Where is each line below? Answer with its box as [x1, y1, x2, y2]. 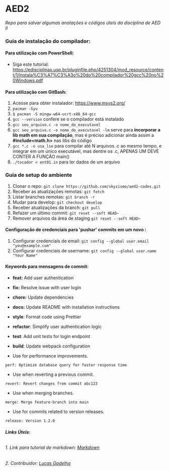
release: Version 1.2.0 [5, 418, 55, 423]
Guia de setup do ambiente [5, 172, 72, 179]
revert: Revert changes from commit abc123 [5, 381, 98, 386]
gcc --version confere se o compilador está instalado [12, 116, 124, 122]
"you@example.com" [12, 243, 51, 248]
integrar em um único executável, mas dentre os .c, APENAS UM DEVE [12, 148, 159, 154]
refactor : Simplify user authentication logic [12, 323, 102, 329]
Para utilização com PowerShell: [5, 50, 74, 56]
